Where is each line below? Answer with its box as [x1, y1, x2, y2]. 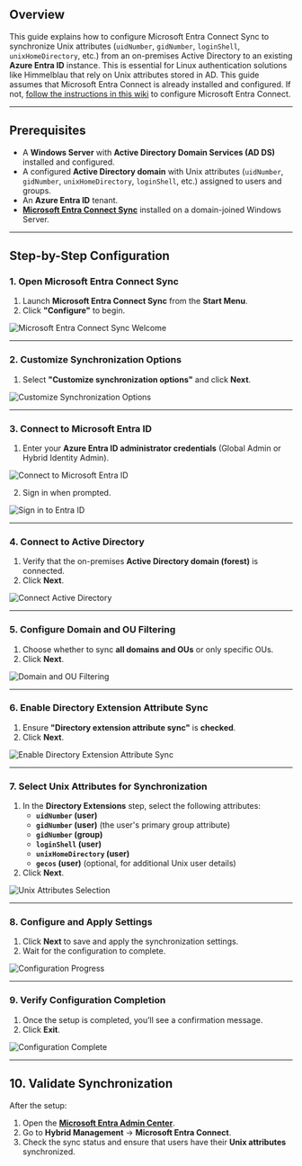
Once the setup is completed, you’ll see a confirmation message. [22, 1014, 263, 1025]
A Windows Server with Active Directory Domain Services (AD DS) [22, 147, 276, 157]
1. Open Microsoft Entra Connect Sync [9, 274, 180, 287]
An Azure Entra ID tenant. [22, 194, 119, 205]
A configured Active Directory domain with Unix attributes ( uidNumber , [22, 166, 284, 176]
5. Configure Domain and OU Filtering [9, 623, 176, 636]
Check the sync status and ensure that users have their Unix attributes [22, 1136, 287, 1147]
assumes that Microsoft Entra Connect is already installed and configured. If [9, 78, 291, 89]
